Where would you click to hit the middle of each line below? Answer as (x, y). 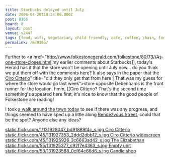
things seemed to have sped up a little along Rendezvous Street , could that (83, 114)
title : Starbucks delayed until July (45, 10)
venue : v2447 (19, 33)
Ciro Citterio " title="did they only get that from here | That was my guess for (84, 78)
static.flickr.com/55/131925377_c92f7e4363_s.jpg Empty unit (68, 145)
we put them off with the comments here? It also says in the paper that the (82, 73)
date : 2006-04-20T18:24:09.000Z (39, 15)
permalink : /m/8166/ (27, 43)
